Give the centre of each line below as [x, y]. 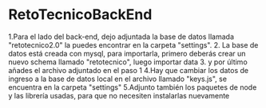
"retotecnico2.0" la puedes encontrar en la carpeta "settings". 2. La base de [133, 44]
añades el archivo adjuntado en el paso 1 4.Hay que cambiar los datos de [129, 70]
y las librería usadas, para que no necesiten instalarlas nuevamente [119, 95]
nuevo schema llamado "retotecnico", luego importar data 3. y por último [128, 62]
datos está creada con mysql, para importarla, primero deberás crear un [127, 53]
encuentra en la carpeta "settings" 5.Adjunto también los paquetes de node [133, 87]
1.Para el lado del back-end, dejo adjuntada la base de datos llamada [121, 37]
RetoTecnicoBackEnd [80, 15]
